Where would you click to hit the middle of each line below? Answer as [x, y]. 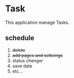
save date [22, 66]
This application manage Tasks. [37, 22]
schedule [20, 38]
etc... [18, 71]
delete [19, 50]
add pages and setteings [37, 55]
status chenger [28, 61]
